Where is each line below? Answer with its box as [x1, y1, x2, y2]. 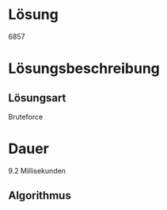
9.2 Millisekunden [8, 166, 66, 175]
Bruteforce [8, 112, 44, 121]
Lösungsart [8, 91, 66, 105]
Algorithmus [8, 189, 71, 203]
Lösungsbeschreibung [8, 59, 161, 78]
